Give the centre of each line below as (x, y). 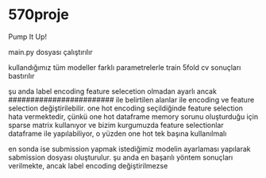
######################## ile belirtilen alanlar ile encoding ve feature (131, 99)
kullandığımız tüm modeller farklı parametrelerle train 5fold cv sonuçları (125, 67)
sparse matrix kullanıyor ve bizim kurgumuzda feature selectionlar (116, 125)
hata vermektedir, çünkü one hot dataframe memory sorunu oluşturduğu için (133, 116)
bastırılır (21, 75)
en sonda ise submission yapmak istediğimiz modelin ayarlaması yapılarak (129, 149)
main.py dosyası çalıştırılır (50, 52)
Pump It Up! (28, 37)
